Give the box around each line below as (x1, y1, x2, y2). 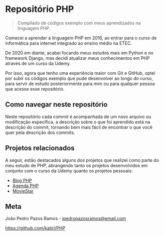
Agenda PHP (12, 183, 39, 189)
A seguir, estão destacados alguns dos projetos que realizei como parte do (5, 157, 160, 163)
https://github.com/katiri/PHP (5, 225, 66, 231)
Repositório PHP (5, 3, 74, 15)
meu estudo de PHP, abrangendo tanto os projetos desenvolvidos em (5, 162, 148, 168)
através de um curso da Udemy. (5, 60, 71, 66)
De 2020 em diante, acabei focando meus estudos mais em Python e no (5, 50, 154, 56)
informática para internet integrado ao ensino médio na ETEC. (5, 40, 132, 46)
